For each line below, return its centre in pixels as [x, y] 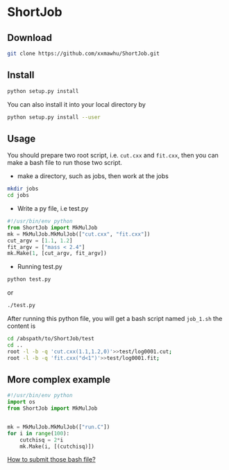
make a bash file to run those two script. [65, 163]
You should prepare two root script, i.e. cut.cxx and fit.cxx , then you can [113, 155]
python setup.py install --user [54, 117]
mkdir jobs [23, 189]
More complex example [59, 380]
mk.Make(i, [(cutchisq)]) [57, 446]
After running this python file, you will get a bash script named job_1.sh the [115, 319]
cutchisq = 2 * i [42, 440]
